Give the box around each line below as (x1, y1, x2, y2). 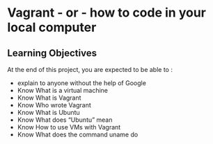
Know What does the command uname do (17, 130, 139, 138)
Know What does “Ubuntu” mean (17, 116, 113, 124)
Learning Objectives (7, 47, 97, 59)
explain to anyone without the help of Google (17, 79, 146, 87)
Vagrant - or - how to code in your (7, 5, 207, 21)
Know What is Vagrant (17, 93, 81, 102)
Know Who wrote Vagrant (17, 101, 92, 109)
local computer (7, 19, 97, 35)
